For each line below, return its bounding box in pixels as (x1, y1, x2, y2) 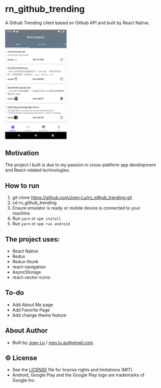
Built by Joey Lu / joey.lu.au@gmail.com (12, 339, 93, 346)
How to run (5, 181, 40, 190)
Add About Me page (12, 302, 54, 308)
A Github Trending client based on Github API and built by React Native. (5, 20, 150, 26)
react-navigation (12, 264, 46, 270)
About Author (5, 326, 48, 335)
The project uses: (5, 235, 60, 244)
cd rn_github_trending (12, 200, 57, 206)
